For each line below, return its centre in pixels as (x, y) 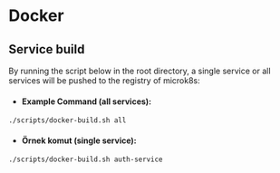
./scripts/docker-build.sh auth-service (86, 159)
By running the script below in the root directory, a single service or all (140, 71)
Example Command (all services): (87, 101)
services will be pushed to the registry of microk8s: (104, 81)
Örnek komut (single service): (79, 140)
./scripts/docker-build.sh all (68, 120)
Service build (47, 49)
